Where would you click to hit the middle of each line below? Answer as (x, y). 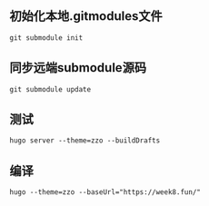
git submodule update (50, 89)
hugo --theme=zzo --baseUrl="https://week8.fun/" (105, 192)
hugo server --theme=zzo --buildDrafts (85, 141)
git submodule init (46, 38)
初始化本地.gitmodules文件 (86, 16)
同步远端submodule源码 (78, 68)
